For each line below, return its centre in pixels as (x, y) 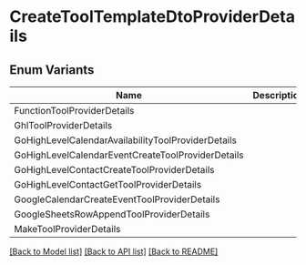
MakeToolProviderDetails (67, 229)
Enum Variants (52, 70)
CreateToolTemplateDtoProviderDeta (153, 17)
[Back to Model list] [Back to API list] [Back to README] (114, 251)
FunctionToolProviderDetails (74, 111)
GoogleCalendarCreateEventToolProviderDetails (117, 199)
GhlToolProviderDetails (63, 125)
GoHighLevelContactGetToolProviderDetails (108, 184)
